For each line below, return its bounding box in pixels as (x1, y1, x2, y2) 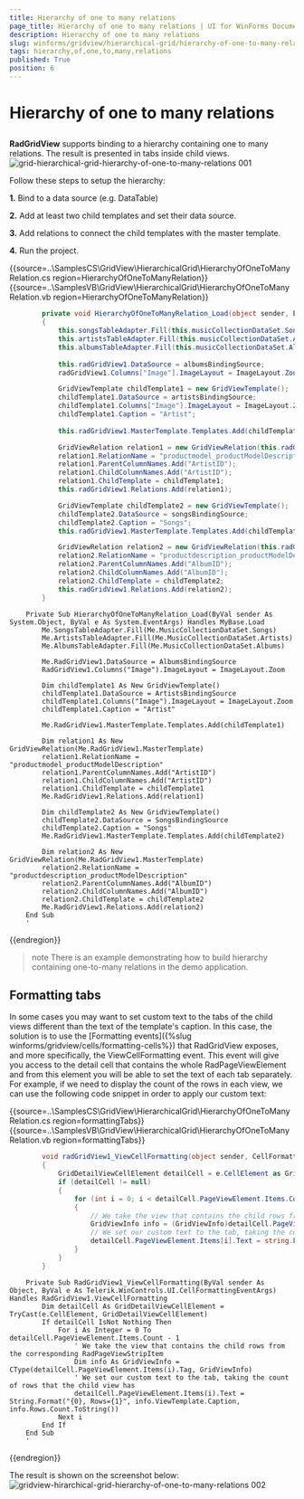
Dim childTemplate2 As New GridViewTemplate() (42, 807, 221, 817)
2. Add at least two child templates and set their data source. (9, 210, 237, 222)
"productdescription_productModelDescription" (9, 870, 188, 880)
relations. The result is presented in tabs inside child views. (9, 148, 231, 159)
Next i (57, 1412, 83, 1421)
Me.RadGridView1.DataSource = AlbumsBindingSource (42, 657, 237, 666)
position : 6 (9, 64, 54, 73)
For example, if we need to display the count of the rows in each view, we (9, 1078, 283, 1090)
